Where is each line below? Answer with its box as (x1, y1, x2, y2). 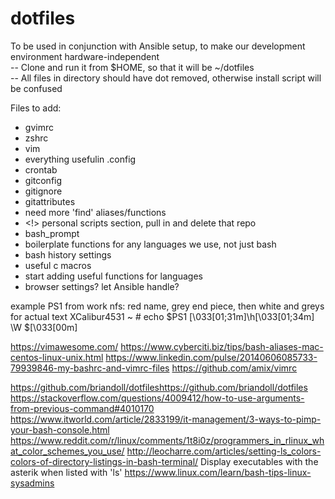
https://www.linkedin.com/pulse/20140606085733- (105, 351, 318, 363)
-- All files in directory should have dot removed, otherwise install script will (10, 72, 322, 84)
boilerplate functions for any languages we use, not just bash (24, 238, 277, 250)
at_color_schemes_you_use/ (10, 445, 125, 457)
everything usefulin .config (24, 153, 137, 165)
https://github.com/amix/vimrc (171, 362, 298, 374)
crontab (24, 163, 58, 176)
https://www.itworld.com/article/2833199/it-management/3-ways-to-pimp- (10, 413, 322, 425)
